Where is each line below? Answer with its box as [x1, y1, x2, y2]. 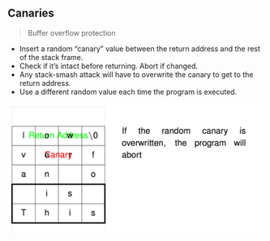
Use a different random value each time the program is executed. [19, 87, 238, 97]
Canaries [7, 6, 54, 20]
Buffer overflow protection [27, 28, 116, 37]
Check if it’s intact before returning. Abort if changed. [19, 61, 199, 71]
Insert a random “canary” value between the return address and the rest [19, 44, 261, 54]
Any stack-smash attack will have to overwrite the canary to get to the [19, 69, 254, 80]
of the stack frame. [19, 52, 84, 62]
